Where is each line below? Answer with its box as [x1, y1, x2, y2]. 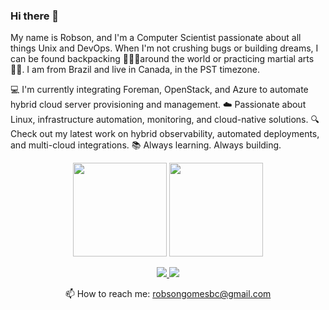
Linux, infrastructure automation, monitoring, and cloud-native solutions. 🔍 [10, 114, 320, 126]
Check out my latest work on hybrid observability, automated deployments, [10, 128, 320, 140]
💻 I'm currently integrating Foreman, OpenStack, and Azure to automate [10, 84, 309, 96]
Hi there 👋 [10, 9, 60, 23]
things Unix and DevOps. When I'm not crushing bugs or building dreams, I [10, 42, 319, 54]
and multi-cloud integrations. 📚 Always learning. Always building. [10, 139, 282, 151]
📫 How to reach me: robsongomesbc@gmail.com [64, 288, 272, 300]
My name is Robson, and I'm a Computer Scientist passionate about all [10, 32, 302, 44]
